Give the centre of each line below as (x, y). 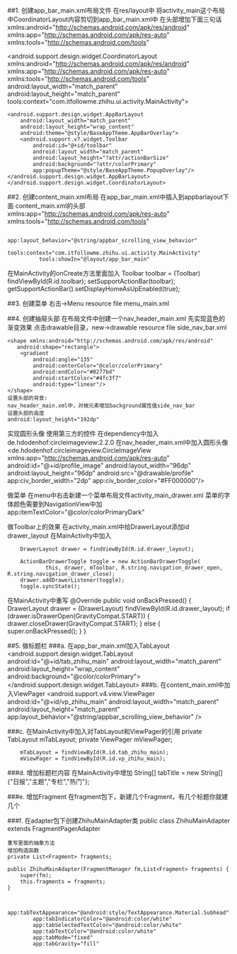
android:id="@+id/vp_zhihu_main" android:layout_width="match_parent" (113, 701)
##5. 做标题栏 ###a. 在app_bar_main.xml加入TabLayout (88, 646)
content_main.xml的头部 (51, 206)
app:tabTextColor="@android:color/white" (95, 931)
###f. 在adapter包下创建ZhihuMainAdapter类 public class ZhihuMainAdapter (119, 820)
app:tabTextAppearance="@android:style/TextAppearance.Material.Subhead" (118, 913)
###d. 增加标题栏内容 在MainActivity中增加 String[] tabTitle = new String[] (115, 773)
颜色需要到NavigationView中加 (58, 504)
